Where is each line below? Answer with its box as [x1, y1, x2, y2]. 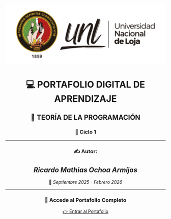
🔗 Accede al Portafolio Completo [44, 197, 127, 204]
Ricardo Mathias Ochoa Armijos [34, 166, 137, 174]
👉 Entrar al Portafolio [63, 208, 108, 214]
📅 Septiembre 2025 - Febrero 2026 [48, 179, 123, 185]
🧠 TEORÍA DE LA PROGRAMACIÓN [30, 113, 141, 122]
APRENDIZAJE [54, 93, 117, 104]
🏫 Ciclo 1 [74, 128, 97, 135]
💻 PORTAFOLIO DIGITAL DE [25, 78, 146, 90]
